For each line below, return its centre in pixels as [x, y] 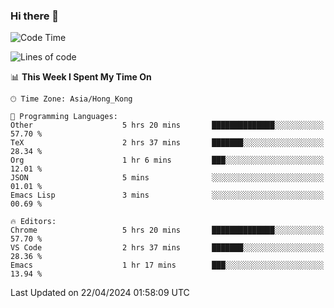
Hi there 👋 [35, 16]
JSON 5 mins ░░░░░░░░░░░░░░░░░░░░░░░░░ [167, 178]
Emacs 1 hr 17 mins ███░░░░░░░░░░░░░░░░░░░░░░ [167, 265]
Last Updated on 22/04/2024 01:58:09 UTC [100, 293]
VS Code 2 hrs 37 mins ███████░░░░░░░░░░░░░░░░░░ [167, 248]
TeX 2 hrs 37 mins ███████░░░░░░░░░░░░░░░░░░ [167, 143]
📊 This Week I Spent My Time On [81, 77]
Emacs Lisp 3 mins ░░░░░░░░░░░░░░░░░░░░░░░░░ [167, 195]
